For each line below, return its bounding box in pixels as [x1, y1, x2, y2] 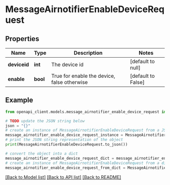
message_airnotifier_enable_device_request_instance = [5, 132, 123, 137]
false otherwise [51, 79, 88, 85]
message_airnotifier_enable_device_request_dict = [5, 156, 114, 161]
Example [5, 96, 33, 105]
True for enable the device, [51, 72, 115, 79]
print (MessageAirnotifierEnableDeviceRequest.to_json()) [5, 142, 128, 147]
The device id [51, 61, 84, 68]
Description [73, 50, 103, 56]
